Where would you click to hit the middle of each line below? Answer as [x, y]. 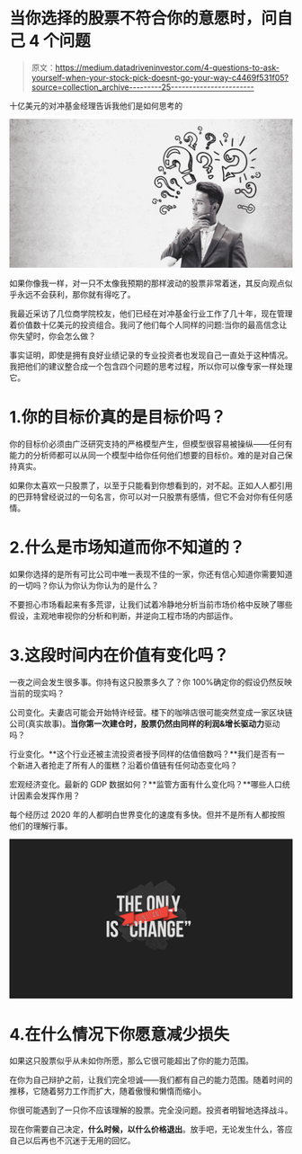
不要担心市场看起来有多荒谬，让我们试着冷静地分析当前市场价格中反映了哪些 [151, 605]
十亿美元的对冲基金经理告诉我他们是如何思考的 [96, 105]
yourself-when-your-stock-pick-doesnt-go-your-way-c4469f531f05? [160, 77]
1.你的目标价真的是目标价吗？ [118, 417]
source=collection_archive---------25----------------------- [142, 87]
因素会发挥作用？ [49, 795]
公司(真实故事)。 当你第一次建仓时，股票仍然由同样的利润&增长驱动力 [137, 723]
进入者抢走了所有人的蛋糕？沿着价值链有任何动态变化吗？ [131, 766]
